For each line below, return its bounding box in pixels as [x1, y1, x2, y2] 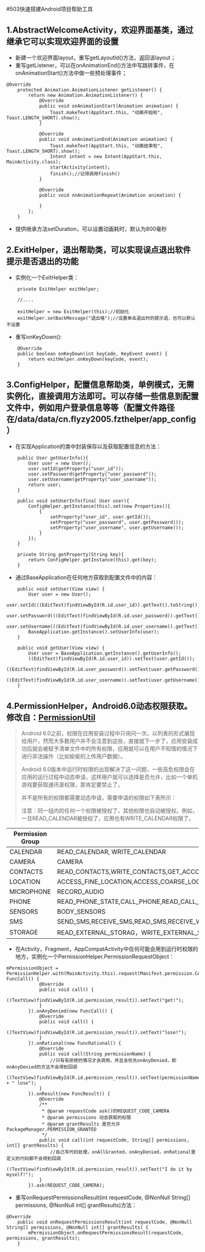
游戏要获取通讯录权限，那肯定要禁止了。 [21, 781, 123, 789]
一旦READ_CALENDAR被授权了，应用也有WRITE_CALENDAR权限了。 [21, 814, 194, 822]
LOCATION [9, 878, 41, 886]
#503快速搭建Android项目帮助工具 [6, 6, 93, 12]
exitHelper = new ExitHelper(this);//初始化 [17, 308, 130, 314]
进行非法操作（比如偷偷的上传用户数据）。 [21, 753, 126, 760]
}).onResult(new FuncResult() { [28, 1091, 111, 1097]
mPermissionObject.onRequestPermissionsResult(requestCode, [28, 1230, 184, 1236]
